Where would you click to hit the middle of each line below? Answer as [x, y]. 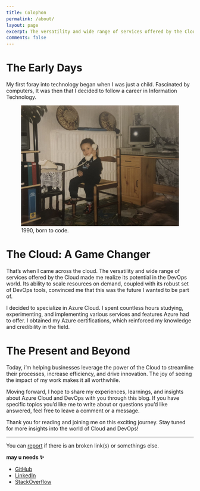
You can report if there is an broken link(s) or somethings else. [83, 446]
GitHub [24, 469]
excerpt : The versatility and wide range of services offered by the [94, 32]
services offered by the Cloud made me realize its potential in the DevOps [97, 278]
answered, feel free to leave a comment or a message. [73, 411]
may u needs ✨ [25, 457]
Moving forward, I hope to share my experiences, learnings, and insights [95, 392]
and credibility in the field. [38, 327]
